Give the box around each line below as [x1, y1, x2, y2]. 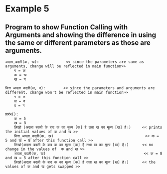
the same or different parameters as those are [5, 38, 151, 47]
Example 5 [5, 3, 49, 14]
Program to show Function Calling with [5, 23, 128, 31]
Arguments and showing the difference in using [5, 30, 157, 39]
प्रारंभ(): [5, 112, 18, 117]
